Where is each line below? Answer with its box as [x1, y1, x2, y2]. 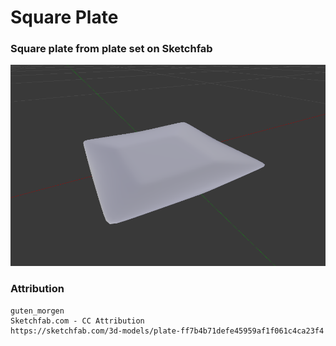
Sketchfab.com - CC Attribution [10, 316, 145, 326]
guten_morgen [10, 306, 65, 316]
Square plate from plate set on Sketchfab [10, 42, 213, 56]
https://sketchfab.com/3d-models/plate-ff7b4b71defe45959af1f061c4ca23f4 [10, 326, 325, 336]
